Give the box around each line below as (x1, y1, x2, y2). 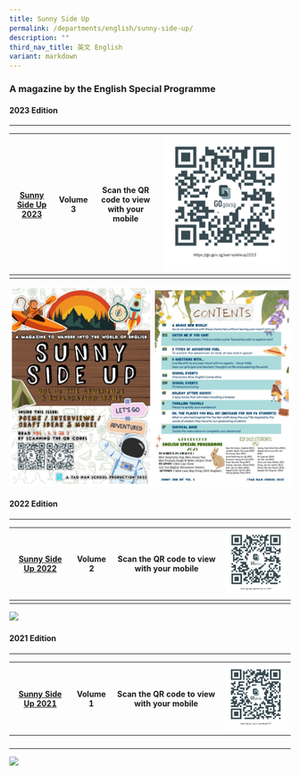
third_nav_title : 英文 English (9, 43, 123, 52)
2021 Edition (9, 633, 56, 644)
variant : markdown (9, 52, 78, 62)
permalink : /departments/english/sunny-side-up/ (9, 23, 194, 33)
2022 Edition (9, 498, 58, 509)
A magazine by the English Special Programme (9, 83, 216, 96)
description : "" (9, 33, 70, 42)
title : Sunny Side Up (9, 14, 90, 23)
